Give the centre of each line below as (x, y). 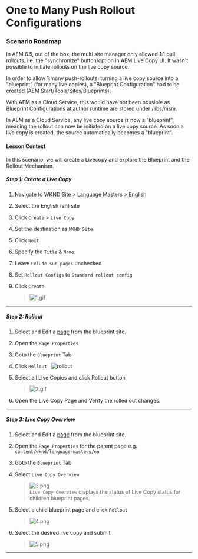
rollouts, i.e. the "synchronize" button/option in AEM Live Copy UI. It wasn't (97, 60)
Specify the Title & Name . (45, 252)
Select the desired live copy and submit (62, 532)
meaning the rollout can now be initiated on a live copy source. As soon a (95, 126)
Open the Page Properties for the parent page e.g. (76, 446)
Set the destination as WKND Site (54, 229)
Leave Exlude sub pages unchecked (58, 263)
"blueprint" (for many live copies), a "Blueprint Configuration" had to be (93, 85)
